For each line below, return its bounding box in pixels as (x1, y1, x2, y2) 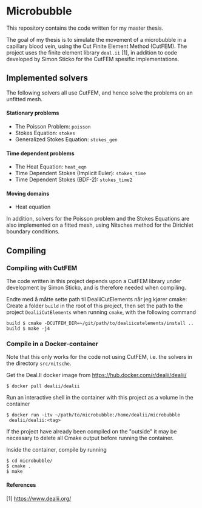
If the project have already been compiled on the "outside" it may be (6, 428, 177, 435)
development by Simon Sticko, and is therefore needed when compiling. (6, 284, 186, 292)
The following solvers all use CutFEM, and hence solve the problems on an (6, 89, 193, 96)
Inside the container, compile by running (6, 446, 107, 453)
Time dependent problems (6, 150, 75, 157)
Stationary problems (6, 109, 59, 116)
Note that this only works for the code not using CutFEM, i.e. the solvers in (6, 353, 192, 361)
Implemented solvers (6, 73, 89, 83)
